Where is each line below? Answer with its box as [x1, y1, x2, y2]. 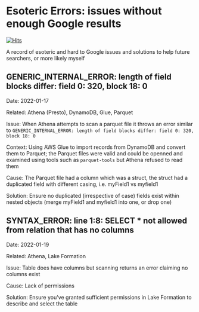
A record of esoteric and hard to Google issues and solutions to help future [6, 48, 190, 55]
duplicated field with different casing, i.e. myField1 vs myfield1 [6, 181, 158, 188]
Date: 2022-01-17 [6, 97, 49, 104]
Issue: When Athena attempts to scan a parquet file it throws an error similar [6, 120, 193, 127]
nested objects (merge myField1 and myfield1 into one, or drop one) [6, 198, 172, 206]
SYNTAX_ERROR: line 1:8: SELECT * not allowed [6, 216, 188, 226]
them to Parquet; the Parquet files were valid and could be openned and [6, 149, 183, 157]
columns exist [6, 270, 41, 277]
